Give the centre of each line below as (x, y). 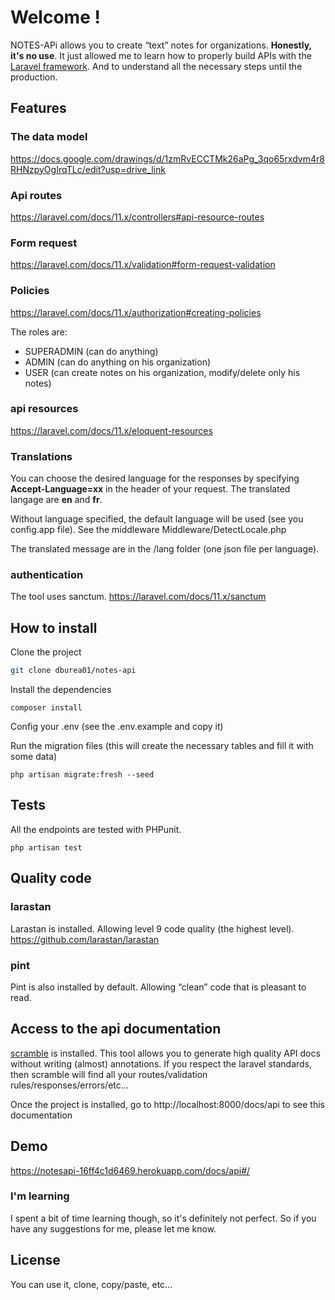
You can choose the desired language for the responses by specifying (155, 478)
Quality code (51, 878)
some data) (34, 757)
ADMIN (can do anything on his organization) (118, 362)
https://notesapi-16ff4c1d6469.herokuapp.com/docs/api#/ (130, 1170)
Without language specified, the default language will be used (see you (157, 519)
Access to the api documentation (116, 1029)
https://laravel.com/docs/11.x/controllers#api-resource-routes (137, 217)
